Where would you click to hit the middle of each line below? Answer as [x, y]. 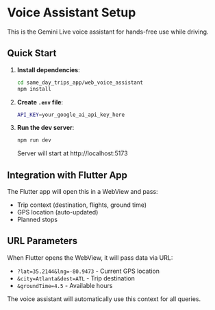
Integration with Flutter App [67, 175]
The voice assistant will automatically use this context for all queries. [104, 299]
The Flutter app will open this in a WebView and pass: [83, 192]
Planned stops [37, 220]
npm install [34, 89]
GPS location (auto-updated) [58, 212]
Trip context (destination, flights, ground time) [82, 205]
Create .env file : [40, 102]
